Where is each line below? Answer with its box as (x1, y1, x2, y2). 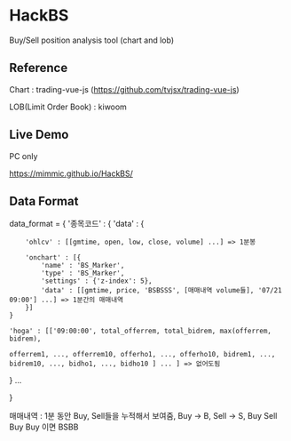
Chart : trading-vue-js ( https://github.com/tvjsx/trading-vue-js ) (9, 84, 240, 94)
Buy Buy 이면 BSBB (9, 421, 79, 432)
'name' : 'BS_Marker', (41, 261, 125, 270)
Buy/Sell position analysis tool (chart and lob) (9, 35, 175, 45)
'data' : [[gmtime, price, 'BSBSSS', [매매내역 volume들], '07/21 (41, 286, 282, 295)
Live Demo (9, 127, 69, 142)
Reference (9, 60, 68, 76)
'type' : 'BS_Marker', (41, 269, 125, 278)
